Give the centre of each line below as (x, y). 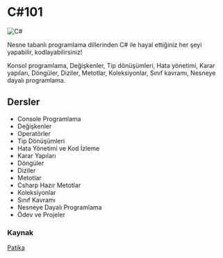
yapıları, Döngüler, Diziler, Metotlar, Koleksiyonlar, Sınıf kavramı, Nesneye (111, 73)
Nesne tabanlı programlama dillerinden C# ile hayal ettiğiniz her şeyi (105, 44)
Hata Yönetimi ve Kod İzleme (58, 148)
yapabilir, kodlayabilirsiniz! (45, 52)
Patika (16, 248)
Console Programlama (49, 119)
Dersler (24, 102)
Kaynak (20, 232)
